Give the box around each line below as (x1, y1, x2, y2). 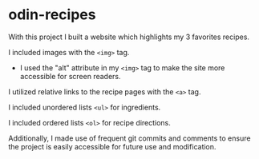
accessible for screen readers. (19, 71, 122, 81)
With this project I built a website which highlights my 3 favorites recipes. (8, 32, 250, 42)
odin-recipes (8, 6, 96, 24)
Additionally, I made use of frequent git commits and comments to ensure (8, 133, 251, 143)
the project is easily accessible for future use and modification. (8, 141, 217, 151)
